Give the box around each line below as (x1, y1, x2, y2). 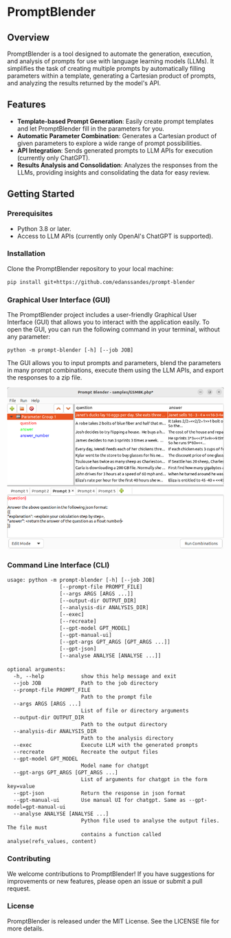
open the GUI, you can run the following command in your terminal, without (7, 325, 220, 334)
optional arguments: (7, 666, 67, 673)
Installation (7, 249, 46, 259)
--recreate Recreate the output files (13, 749, 158, 756)
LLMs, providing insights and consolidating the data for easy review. (16, 168, 210, 176)
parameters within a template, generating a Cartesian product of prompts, (7, 72, 217, 80)
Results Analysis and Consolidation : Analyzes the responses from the (16, 161, 218, 169)
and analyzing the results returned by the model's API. (7, 79, 162, 87)
